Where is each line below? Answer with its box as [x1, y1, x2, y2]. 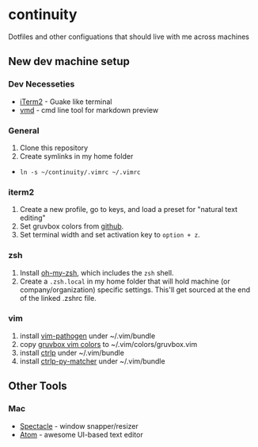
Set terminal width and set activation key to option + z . [19, 230, 200, 240]
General [8, 125, 40, 136]
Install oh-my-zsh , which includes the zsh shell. [19, 268, 174, 277]
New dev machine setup [8, 55, 131, 68]
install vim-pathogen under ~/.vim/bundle [19, 331, 156, 341]
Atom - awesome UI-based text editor [19, 430, 144, 439]
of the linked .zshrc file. [19, 293, 97, 302]
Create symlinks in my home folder [19, 151, 134, 160]
